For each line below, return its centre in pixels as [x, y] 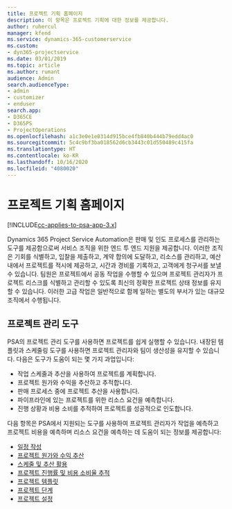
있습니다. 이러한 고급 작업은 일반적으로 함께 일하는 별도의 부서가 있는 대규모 [123, 291]
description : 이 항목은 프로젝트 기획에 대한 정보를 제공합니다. [88, 20]
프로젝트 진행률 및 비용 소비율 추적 [63, 473]
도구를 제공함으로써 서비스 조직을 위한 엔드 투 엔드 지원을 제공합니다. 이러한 [109, 248]
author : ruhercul [32, 26]
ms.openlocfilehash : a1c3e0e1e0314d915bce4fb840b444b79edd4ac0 [100, 136]
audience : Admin [30, 78]
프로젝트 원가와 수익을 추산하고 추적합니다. [75, 383]
